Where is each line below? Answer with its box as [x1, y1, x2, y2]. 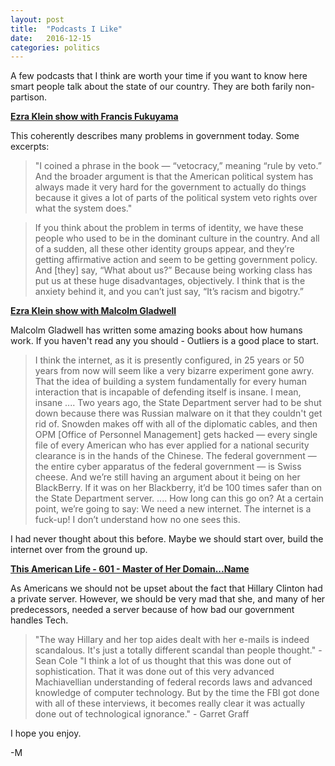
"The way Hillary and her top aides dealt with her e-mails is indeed [34, 634, 310, 646]
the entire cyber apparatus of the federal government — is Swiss [34, 461, 302, 473]
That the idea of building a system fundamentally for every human [34, 376, 307, 388]
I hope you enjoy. [10, 727, 82, 740]
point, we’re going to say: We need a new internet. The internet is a [34, 503, 312, 515]
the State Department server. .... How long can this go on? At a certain [34, 492, 324, 505]
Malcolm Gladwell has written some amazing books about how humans [10, 324, 303, 336]
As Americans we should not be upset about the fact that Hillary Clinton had [10, 582, 323, 595]
